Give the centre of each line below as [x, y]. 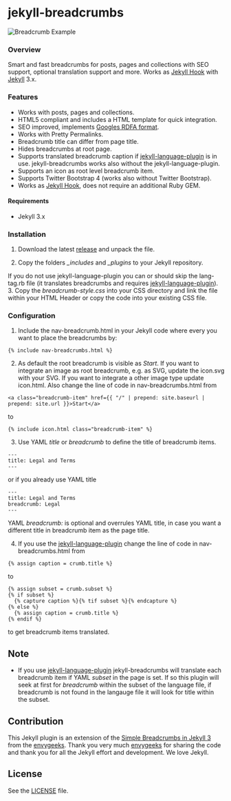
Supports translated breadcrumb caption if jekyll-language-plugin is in [117, 156]
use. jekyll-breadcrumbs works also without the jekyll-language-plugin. [119, 163]
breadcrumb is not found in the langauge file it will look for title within [116, 692]
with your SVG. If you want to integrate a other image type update [111, 378]
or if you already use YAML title [52, 479]
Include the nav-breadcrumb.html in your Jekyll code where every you [117, 331]
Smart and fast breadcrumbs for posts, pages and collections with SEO [108, 65]
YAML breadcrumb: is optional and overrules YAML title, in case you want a [114, 523]
